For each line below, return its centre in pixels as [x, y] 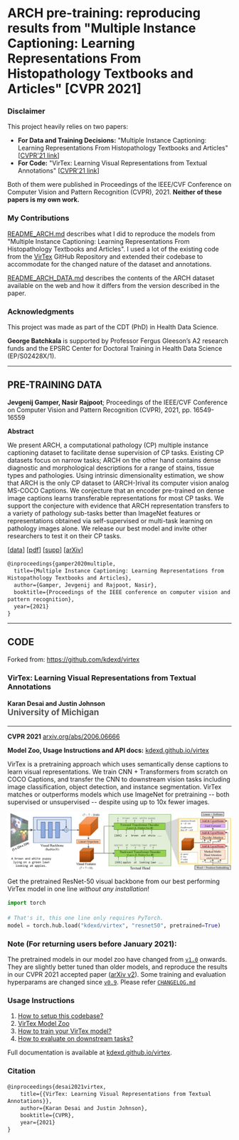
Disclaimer [26, 111]
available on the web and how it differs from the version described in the [113, 285]
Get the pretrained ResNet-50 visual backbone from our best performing [114, 881]
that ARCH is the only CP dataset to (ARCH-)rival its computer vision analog [118, 483]
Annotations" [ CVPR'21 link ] [58, 171]
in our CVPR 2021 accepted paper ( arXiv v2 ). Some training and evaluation [117, 975]
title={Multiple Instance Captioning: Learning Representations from [119, 571]
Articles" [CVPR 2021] [75, 89]
